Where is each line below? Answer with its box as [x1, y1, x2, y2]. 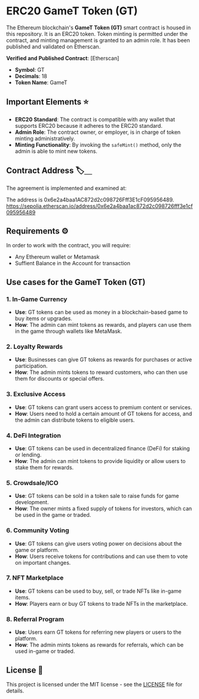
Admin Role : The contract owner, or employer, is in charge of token [14, 128, 181, 136]
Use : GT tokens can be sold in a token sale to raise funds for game [14, 492, 179, 499]
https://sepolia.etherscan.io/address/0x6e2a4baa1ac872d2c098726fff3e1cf [6, 202, 193, 210]
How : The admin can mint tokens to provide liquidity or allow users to [14, 457, 186, 464]
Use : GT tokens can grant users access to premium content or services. [14, 403, 192, 410]
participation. [14, 363, 48, 370]
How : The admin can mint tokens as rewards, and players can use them [14, 321, 192, 329]
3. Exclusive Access [6, 390, 66, 398]
